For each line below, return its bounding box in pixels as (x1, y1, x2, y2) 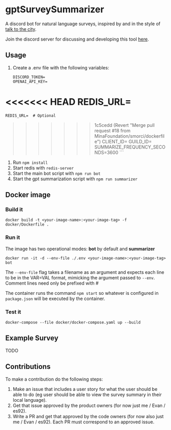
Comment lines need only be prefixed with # (5, 280, 99, 286)
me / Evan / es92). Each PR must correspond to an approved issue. (12, 419, 155, 425)
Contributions (5, 362, 51, 371)
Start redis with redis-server (12, 164, 74, 171)
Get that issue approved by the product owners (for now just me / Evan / (12, 402, 165, 408)
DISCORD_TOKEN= (12, 74, 46, 80)
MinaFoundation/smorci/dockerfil (94, 133, 165, 139)
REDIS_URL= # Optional (5, 113, 56, 118)
